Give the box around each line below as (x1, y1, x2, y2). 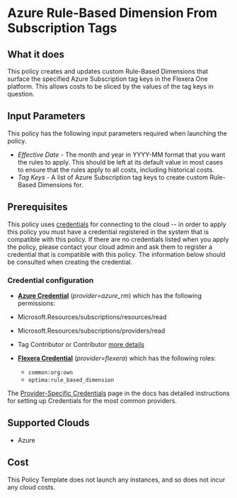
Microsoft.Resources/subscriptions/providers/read (17, 326, 166, 335)
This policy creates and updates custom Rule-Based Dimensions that (7, 67, 209, 75)
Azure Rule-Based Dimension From (7, 5, 218, 21)
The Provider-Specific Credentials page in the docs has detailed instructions (7, 389, 230, 397)
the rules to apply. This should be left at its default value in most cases (17, 157, 224, 166)
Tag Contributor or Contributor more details (17, 340, 145, 348)
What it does (7, 48, 65, 60)
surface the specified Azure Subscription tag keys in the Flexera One (7, 74, 209, 83)
